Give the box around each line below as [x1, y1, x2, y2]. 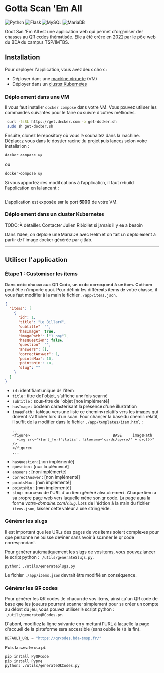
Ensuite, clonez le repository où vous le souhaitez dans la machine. [5, 132, 140, 138]
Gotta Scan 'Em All [5, 3, 82, 14]
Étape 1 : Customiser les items [5, 270, 78, 277]
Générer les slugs [5, 518, 48, 525]
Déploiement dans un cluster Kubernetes [5, 211, 104, 218]
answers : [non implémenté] [12, 469, 67, 475]
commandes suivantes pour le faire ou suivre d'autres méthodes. [5, 110, 136, 116]
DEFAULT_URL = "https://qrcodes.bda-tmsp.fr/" [5, 636, 102, 641]
